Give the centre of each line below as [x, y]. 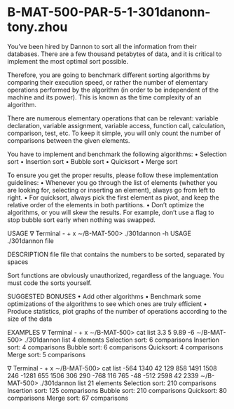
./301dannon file [30, 241]
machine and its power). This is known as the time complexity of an [104, 97]
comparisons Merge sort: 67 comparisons [68, 398]
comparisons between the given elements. [69, 140]
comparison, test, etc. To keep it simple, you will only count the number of [114, 133]
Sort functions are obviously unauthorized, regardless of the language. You [116, 275]
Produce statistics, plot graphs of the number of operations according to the [117, 311]
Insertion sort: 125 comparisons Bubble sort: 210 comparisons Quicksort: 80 [117, 390]
